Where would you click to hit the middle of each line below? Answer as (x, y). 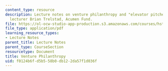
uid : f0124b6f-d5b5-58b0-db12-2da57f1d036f (51, 61)
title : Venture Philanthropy (35, 56)
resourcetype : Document (30, 51)
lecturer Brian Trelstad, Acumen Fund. (51, 19)
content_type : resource (30, 10)
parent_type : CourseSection (34, 47)
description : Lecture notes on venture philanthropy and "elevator (77, 14)
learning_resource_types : (32, 33)
